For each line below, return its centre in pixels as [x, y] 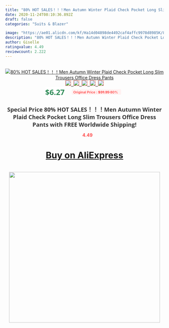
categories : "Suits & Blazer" [37, 24]
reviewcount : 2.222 [26, 51]
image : [12, 33]
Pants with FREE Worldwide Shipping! [84, 124]
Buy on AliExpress [84, 155]
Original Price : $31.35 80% [95, 92]
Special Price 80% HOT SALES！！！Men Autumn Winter [84, 109]
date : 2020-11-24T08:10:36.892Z [39, 15]
